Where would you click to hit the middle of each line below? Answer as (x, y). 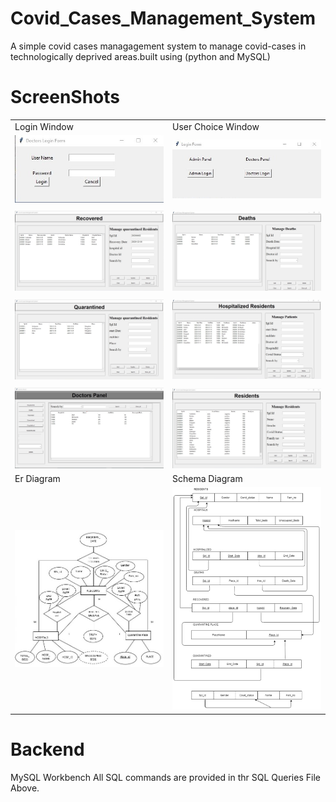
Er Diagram (37, 479)
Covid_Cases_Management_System (163, 18)
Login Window (44, 126)
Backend (47, 749)
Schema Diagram (207, 479)
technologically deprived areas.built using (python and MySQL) (140, 56)
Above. (25, 788)
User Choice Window (216, 126)
